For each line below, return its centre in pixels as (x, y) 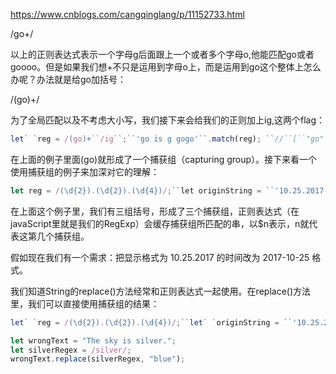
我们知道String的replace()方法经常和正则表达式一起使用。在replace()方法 (161, 291)
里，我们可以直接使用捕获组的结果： (85, 303)
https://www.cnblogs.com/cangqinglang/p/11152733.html (127, 14)
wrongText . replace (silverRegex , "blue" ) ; (98, 359)
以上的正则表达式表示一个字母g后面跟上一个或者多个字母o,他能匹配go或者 (162, 54)
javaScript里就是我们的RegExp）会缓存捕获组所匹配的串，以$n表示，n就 (160, 223)
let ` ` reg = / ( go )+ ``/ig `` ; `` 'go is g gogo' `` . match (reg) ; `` (142, 139)
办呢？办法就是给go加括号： (68, 79)
